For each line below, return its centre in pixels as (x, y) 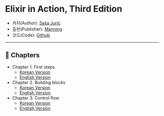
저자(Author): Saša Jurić (36, 23)
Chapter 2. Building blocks (39, 82)
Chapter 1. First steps (33, 67)
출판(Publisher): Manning (37, 29)
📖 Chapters (22, 55)
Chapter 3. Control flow (36, 98)
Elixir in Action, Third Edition (64, 9)
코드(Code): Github (31, 35)
